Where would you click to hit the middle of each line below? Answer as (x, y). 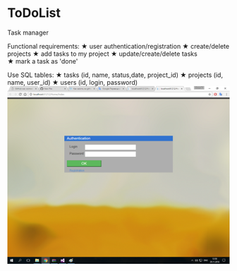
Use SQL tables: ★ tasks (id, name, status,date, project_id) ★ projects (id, (115, 75)
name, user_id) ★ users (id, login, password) (73, 82)
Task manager (28, 32)
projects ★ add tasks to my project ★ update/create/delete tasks (102, 54)
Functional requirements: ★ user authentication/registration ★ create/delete (119, 46)
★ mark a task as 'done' (43, 61)
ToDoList (34, 13)
